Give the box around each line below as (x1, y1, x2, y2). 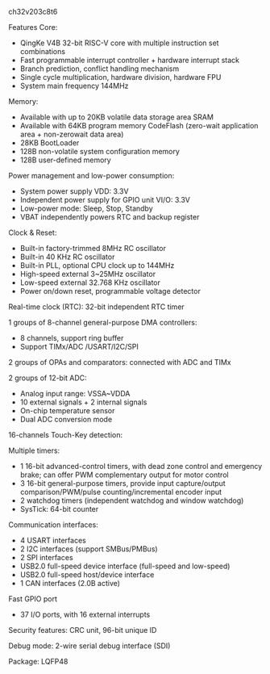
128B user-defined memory (19, 155, 111, 165)
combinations (19, 47, 66, 56)
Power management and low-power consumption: (8, 171, 175, 180)
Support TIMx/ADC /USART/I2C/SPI (19, 342, 139, 351)
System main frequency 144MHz (19, 81, 129, 90)
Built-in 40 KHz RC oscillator (19, 252, 115, 262)
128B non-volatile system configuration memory (19, 147, 180, 156)
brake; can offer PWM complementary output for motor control (19, 470, 229, 479)
